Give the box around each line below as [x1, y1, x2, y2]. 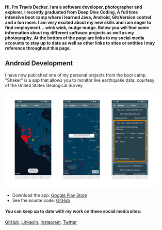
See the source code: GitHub [12, 197, 70, 203]
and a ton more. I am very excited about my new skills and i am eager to [5, 19, 151, 25]
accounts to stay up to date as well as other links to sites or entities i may [5, 40, 155, 46]
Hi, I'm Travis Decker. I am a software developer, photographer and [5, 4, 142, 10]
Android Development [5, 59, 73, 67]
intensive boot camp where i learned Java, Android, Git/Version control [5, 15, 151, 20]
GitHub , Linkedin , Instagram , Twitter [5, 219, 77, 225]
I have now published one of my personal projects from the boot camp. [5, 72, 147, 78]
